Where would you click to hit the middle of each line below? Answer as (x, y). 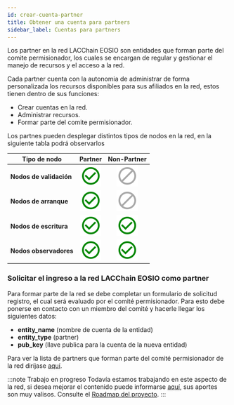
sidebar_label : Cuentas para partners (64, 29)
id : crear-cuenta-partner (45, 15)
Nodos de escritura (39, 226)
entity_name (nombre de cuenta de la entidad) (85, 329)
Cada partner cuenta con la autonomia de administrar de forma (98, 79)
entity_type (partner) (48, 337)
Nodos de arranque (39, 201)
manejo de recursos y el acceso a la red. (66, 65)
